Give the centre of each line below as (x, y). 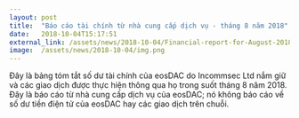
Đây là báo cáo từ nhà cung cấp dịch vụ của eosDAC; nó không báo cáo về (147, 95)
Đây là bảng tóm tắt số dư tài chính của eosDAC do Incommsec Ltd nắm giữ (148, 75)
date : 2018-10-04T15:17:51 (63, 34)
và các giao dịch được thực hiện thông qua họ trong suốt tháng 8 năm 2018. (148, 85)
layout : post (33, 17)
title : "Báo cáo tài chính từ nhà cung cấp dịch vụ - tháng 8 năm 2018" (149, 26)
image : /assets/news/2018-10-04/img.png (87, 51)
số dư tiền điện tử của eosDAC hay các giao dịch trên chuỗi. (119, 104)
